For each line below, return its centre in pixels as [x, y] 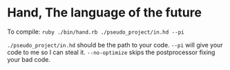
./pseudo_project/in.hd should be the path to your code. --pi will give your [115, 45]
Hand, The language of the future [105, 13]
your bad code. [29, 59]
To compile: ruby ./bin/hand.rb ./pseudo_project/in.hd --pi [96, 32]
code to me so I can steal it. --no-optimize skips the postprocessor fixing [111, 52]
